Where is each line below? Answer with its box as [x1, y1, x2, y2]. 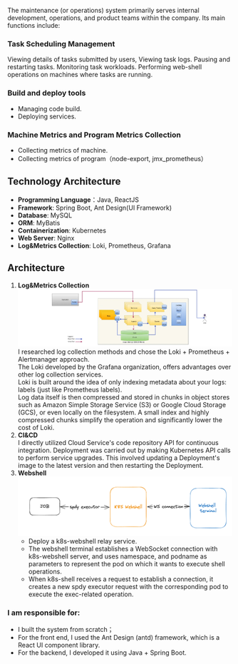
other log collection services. [17, 370, 103, 379]
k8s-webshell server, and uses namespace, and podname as [28, 552, 207, 561]
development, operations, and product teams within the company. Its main [7, 14, 226, 22]
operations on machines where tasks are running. [7, 71, 153, 79]
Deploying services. [17, 112, 77, 121]
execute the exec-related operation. [28, 590, 134, 598]
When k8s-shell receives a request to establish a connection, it [28, 575, 214, 583]
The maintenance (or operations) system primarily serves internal [7, 6, 200, 14]
